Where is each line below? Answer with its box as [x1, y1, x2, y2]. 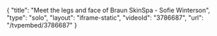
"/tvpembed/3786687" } [6, 21, 78, 29]
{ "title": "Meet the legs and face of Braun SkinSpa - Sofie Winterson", [6, 6, 211, 14]
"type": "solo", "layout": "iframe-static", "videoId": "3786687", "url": [6, 13, 204, 22]
